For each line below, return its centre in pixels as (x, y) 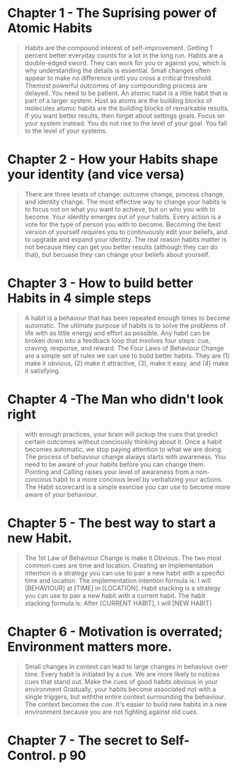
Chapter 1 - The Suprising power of (112, 13)
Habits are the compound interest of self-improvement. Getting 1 (118, 48)
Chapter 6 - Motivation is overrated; (115, 631)
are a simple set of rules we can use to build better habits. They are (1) (127, 356)
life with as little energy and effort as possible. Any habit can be (117, 333)
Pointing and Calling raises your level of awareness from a (109, 472)
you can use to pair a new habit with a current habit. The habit (115, 595)
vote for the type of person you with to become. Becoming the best (123, 224)
